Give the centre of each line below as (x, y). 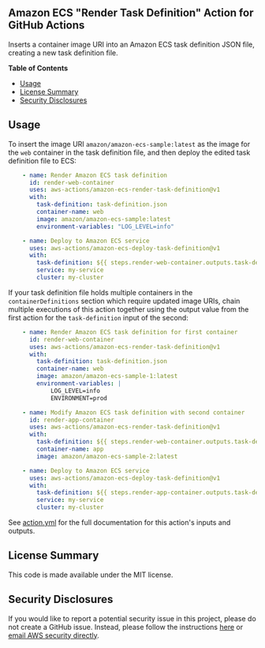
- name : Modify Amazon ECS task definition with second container (134, 412)
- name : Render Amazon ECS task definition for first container (130, 332)
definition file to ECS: (43, 160)
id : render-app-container (71, 420)
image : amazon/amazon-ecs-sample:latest (104, 219)
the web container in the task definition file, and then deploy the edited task (129, 152)
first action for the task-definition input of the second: (99, 317)
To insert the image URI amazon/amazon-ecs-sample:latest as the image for (129, 144)
